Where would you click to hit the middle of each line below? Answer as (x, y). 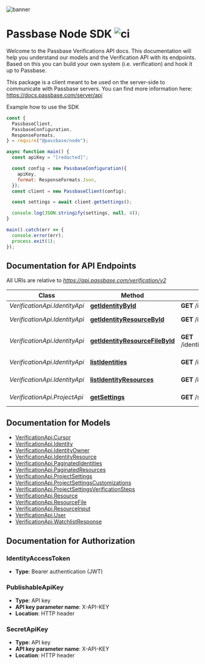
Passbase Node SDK (59, 34)
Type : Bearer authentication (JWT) (59, 571)
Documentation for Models (59, 423)
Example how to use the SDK (43, 107)
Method (133, 296)
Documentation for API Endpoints (71, 266)
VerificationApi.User (40, 515)
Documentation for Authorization (71, 541)
